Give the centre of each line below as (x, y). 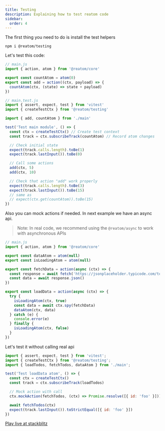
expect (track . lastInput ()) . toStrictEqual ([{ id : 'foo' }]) (71, 410)
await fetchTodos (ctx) (33, 405)
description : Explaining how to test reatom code (57, 14)
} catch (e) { (24, 315)
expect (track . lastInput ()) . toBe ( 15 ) (47, 190)
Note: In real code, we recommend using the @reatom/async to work (85, 228)
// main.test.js (22, 100)
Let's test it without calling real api (40, 347)
